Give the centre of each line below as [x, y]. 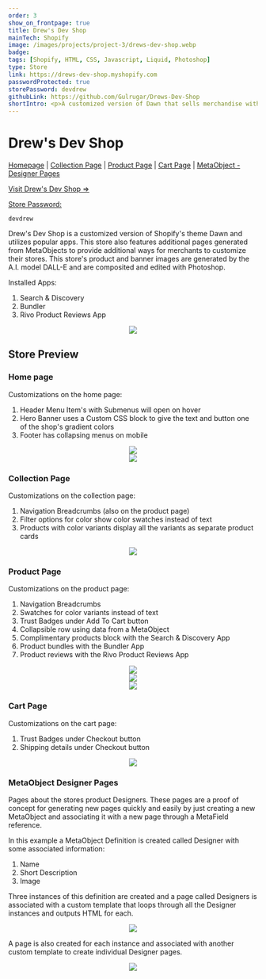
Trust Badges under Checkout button [80, 739]
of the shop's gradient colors [67, 426]
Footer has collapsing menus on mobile [84, 435]
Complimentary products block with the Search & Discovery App [125, 638]
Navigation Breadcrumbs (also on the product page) [104, 511]
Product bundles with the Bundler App [82, 646]
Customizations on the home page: [65, 394]
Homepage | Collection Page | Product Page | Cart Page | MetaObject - [124, 165]
